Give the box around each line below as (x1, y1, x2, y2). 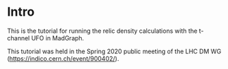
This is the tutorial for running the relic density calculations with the (7, 27, 198, 35)
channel (7, 33, 30, 42)
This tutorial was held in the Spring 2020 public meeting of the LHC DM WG (7, 47, 222, 55)
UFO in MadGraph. (31, 33, 84, 42)
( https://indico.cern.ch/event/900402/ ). (7, 54, 119, 62)
